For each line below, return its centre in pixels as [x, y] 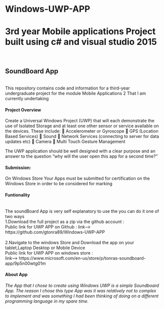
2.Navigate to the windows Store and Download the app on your [70, 242]
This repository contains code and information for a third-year [68, 88]
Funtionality [18, 195]
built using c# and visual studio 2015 [81, 42]
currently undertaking [27, 98]
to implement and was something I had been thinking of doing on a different [82, 296]
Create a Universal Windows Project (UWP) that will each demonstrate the [80, 121]
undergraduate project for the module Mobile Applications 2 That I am [75, 93]
